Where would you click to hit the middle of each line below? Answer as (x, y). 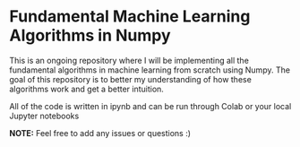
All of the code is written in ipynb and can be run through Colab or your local (150, 106)
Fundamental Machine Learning (130, 17)
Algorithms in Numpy (90, 35)
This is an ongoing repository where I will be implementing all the (129, 60)
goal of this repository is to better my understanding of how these (131, 79)
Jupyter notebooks (44, 116)
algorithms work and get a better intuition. (86, 89)
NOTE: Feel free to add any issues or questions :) (100, 133)
